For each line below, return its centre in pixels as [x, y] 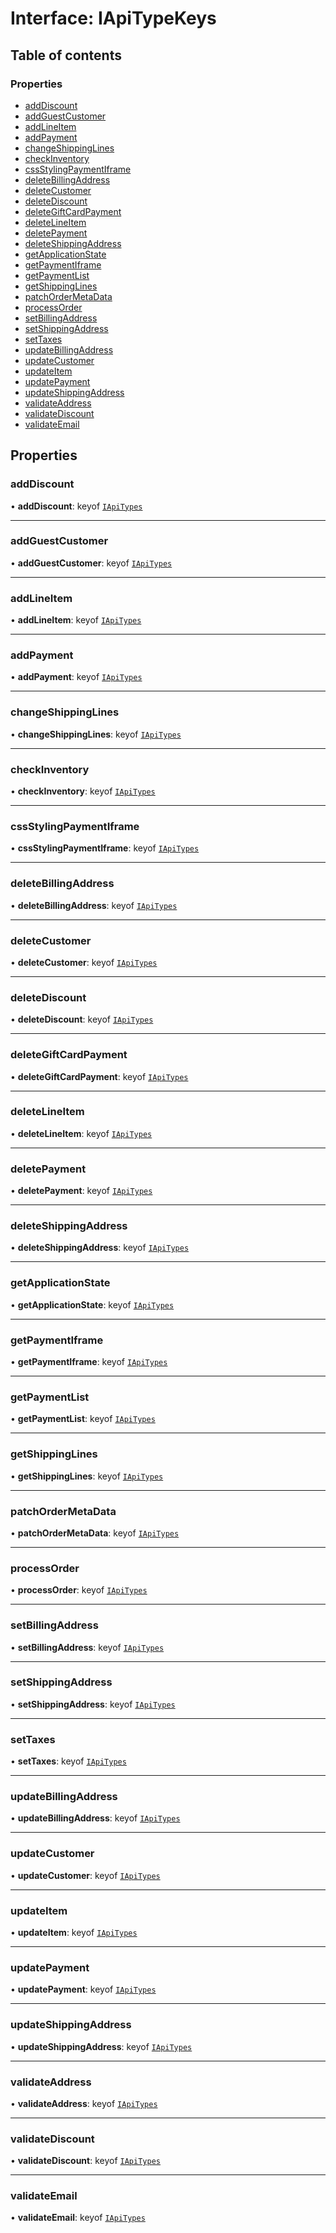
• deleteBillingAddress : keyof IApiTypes [94, 905]
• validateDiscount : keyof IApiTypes [85, 2161]
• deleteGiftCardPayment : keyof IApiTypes [99, 1076]
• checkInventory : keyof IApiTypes [83, 791]
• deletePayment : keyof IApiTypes [81, 1191]
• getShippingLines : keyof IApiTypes [87, 1476]
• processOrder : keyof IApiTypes [79, 1590]
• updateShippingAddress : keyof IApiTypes [101, 2046]
